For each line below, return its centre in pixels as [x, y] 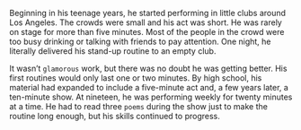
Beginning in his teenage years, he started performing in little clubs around [147, 13]
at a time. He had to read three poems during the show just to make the [138, 106]
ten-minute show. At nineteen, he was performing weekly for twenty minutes [151, 97]
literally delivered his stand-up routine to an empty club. [113, 51]
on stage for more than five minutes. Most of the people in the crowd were [147, 32]
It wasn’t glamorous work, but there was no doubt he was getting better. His [148, 68]
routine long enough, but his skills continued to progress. [115, 116]
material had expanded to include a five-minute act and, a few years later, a [149, 87]
